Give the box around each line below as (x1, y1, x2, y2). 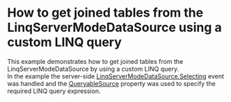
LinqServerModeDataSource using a (7, 19, 223, 35)
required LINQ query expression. (7, 87, 101, 95)
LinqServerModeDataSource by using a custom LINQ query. (7, 65, 180, 73)
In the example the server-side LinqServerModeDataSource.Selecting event (7, 71, 225, 80)
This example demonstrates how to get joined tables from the (7, 57, 184, 65)
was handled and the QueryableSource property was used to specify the (7, 79, 216, 87)
